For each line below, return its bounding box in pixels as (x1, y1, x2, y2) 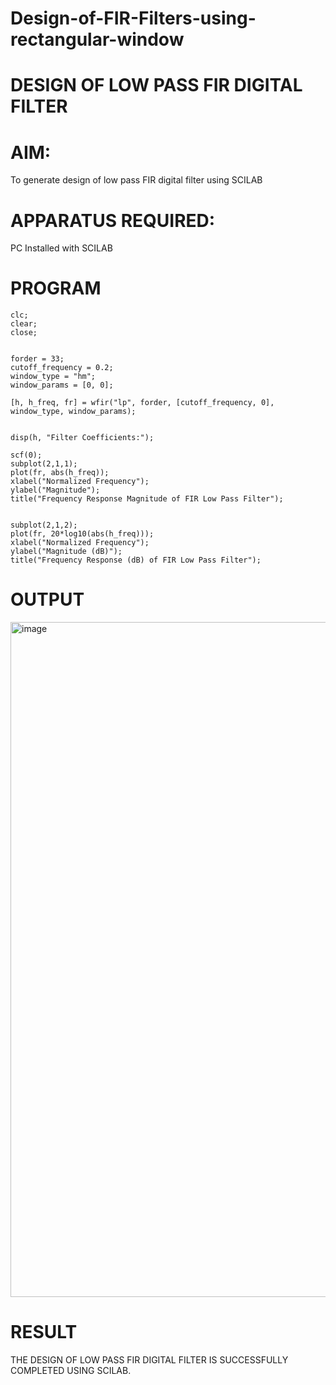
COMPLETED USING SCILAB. (10, 1365, 132, 1377)
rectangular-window (10, 28, 185, 51)
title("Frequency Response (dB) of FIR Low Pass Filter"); (10, 555, 262, 566)
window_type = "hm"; (10, 372, 97, 382)
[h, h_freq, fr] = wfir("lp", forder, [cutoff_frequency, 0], (10, 398, 275, 408)
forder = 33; (10, 354, 65, 364)
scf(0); (10, 450, 43, 461)
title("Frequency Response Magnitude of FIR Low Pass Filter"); (10, 494, 284, 504)
